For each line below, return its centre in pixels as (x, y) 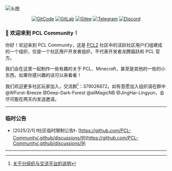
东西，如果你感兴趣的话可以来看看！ (44, 75)
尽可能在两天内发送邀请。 (32, 99)
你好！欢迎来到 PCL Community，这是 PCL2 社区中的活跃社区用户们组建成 (84, 45)
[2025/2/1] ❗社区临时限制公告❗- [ (46, 131)
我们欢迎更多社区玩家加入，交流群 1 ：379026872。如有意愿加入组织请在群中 (86, 86)
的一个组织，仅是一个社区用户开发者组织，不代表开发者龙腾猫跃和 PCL (80, 52)
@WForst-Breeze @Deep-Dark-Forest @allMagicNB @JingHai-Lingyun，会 (85, 93)
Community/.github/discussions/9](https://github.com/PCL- (76, 138)
